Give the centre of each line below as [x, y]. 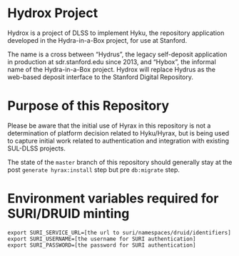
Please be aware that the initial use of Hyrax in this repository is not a [109, 126]
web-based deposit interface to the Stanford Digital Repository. [101, 77]
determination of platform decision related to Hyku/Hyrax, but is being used [118, 133]
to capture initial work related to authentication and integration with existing [118, 140]
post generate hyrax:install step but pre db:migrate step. [94, 170]
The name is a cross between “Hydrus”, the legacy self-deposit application [117, 54]
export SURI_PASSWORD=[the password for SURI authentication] [102, 245]
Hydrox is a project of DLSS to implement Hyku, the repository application [116, 33]
